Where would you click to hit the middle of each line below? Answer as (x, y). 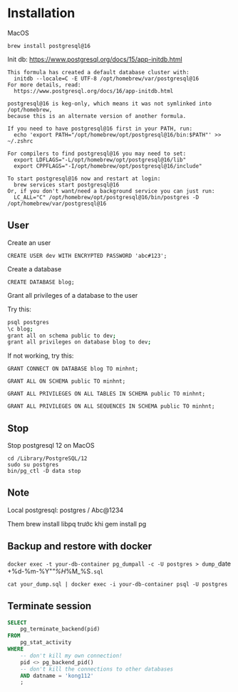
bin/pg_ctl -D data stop (44, 471)
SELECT (17, 623)
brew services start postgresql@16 (67, 185)
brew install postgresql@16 (49, 46)
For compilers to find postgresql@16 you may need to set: (97, 154)
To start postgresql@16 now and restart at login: (84, 179)
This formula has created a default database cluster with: (99, 72)
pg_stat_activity (46, 643)
